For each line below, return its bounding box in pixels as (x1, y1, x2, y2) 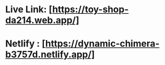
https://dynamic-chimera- (45, 38, 160, 50)
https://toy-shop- (52, 4, 129, 15)
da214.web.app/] (5, 14, 80, 26)
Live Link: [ (5, 4, 53, 15)
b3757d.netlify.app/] (5, 49, 95, 60)
